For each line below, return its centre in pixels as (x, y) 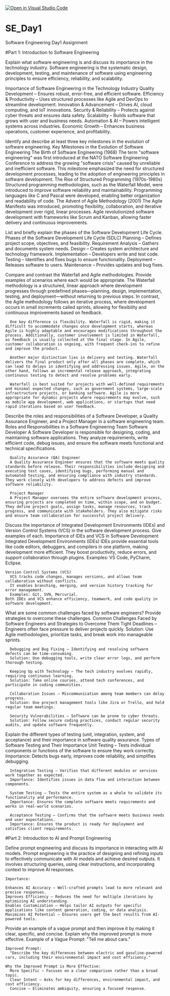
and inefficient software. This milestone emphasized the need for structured (85, 168)
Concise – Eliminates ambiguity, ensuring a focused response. (78, 988)
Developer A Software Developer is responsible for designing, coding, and (83, 432)
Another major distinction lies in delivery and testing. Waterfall (84, 357)
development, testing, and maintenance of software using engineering (79, 73)
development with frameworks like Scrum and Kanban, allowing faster (78, 217)
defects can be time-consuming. (39, 653)
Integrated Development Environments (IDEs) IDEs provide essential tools (82, 541)
